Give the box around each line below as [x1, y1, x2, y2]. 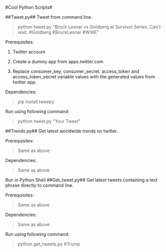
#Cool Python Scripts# [5, 5, 52, 10]
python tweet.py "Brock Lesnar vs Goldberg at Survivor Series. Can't [17, 24, 161, 30]
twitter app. [12, 79, 37, 85]
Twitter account [12, 49, 45, 55]
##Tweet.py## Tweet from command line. [5, 14, 92, 20]
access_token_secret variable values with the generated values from [12, 74, 155, 80]
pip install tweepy [17, 98, 54, 105]
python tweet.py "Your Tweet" [17, 118, 81, 124]
